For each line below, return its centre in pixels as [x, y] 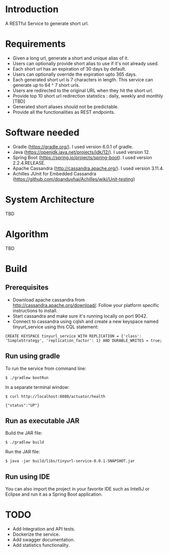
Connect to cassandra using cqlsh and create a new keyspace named [86, 321]
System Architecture [50, 200]
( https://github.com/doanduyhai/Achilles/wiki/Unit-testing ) [74, 179]
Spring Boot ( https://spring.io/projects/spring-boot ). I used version [82, 157]
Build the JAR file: [24, 433]
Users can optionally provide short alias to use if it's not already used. [86, 63]
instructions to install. [35, 311]
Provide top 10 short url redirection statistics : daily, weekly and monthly [88, 96]
